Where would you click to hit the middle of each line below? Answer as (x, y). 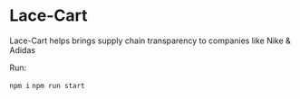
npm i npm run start (47, 85)
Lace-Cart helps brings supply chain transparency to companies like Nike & (150, 40)
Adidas (23, 49)
